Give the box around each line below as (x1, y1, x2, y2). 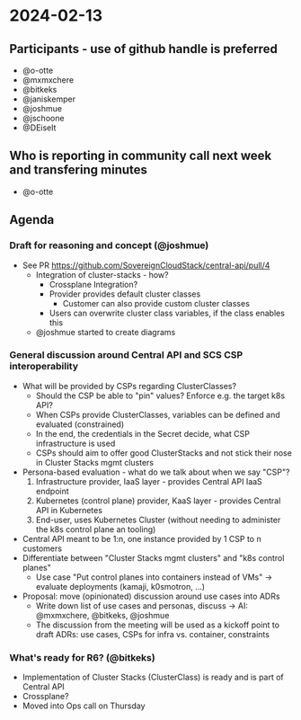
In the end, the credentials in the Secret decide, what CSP (35, 428, 250, 439)
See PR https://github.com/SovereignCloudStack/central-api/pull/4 (22, 260, 270, 271)
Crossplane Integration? (49, 279, 138, 289)
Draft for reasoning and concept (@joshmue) (9, 239, 209, 252)
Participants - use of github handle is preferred (9, 41, 279, 57)
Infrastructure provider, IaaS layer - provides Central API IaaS (35, 476, 262, 486)
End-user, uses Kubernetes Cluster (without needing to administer (35, 514, 281, 525)
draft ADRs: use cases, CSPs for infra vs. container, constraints (35, 628, 270, 639)
